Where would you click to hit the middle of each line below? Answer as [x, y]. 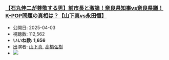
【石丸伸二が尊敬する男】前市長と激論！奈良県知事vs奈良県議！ [84, 8]
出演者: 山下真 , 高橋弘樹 [38, 47]
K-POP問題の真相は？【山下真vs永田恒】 [56, 15]
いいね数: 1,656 [29, 40]
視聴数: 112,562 [29, 34]
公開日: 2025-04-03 [34, 28]
